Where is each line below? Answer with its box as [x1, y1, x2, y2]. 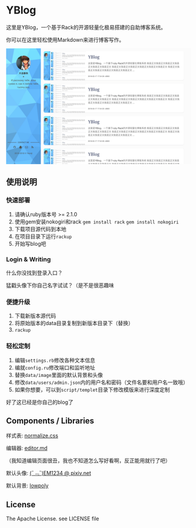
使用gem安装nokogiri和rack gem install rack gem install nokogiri [14, 218, 179, 225]
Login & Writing [6, 255, 51, 263]
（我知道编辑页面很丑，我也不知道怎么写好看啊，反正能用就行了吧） [6, 457, 171, 464]
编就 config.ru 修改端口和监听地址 [14, 364, 96, 371]
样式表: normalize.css [6, 432, 59, 439]
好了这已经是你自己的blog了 [6, 398, 73, 406]
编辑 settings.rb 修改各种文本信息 [14, 356, 96, 363]
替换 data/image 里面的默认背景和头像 [14, 371, 103, 378]
